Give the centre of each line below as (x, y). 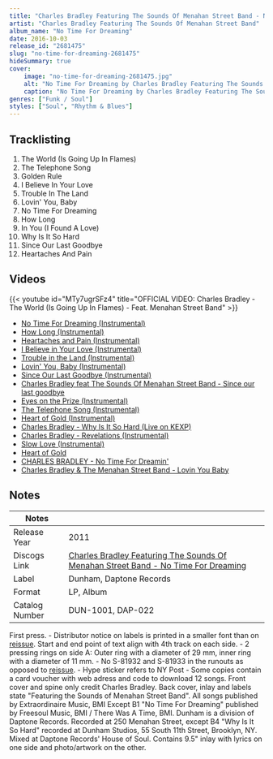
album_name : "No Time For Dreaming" (71, 31)
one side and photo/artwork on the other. (78, 747)
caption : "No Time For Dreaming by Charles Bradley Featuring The (138, 91)
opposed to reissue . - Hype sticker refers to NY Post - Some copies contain (135, 670)
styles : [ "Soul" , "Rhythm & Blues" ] (71, 106)
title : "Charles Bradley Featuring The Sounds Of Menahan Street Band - (134, 16)
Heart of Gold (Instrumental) (68, 418)
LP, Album (88, 592)
